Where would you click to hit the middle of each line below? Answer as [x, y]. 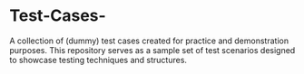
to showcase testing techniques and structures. [98, 60]
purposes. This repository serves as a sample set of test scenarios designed [152, 50]
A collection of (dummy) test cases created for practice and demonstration [149, 41]
